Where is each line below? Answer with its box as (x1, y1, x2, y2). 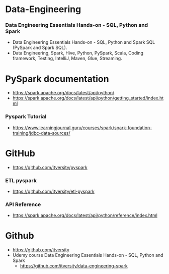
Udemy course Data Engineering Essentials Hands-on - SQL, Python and (12, 252, 163, 258)
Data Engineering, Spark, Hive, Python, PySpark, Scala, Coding (12, 50, 143, 56)
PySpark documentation (5, 73, 109, 84)
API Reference (5, 201, 41, 208)
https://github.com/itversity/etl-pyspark (12, 188, 95, 194)
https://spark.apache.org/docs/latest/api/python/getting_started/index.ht (12, 95, 164, 101)
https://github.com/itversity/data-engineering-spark (20, 263, 128, 269)
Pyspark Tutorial (5, 113, 47, 120)
